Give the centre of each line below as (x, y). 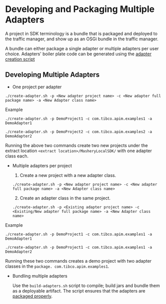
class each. (17, 156)
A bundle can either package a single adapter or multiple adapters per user (82, 48)
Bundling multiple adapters (40, 276)
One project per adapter (37, 87)
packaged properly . (33, 296)
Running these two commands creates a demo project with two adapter (78, 261)
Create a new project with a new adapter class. (68, 175)
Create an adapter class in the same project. (65, 198)
